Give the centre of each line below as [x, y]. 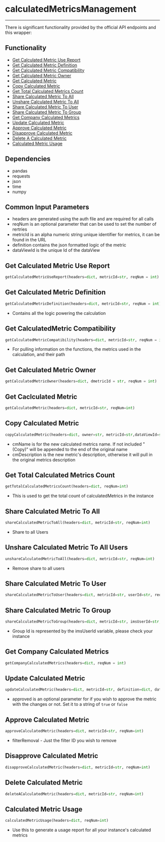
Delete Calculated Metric [44, 783]
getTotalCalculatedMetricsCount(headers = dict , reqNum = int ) [67, 486]
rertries [20, 229]
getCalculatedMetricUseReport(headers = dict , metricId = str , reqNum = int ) [82, 277]
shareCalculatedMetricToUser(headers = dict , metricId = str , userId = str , [79, 595]
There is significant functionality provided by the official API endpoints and [81, 27]
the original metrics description [44, 460]
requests [21, 176]
